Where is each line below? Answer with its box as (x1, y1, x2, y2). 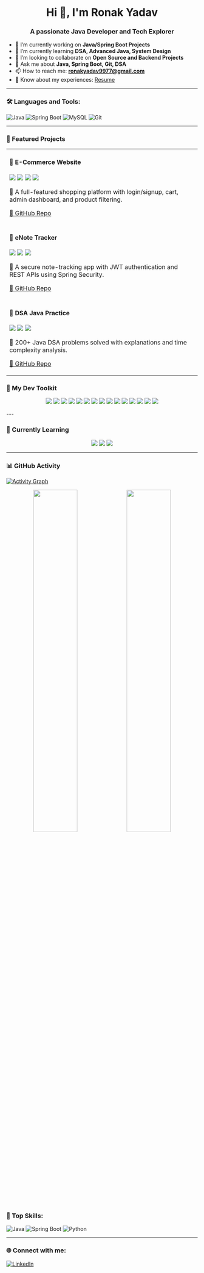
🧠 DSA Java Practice (9, 308, 70, 317)
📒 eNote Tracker (9, 234, 58, 242)
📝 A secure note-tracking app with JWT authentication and (9, 263, 178, 271)
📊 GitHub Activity (6, 462, 61, 470)
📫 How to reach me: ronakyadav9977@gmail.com (15, 67, 145, 75)
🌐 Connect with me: (6, 1246, 67, 1255)
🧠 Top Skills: (6, 1211, 44, 1220)
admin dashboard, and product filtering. (9, 195, 123, 204)
